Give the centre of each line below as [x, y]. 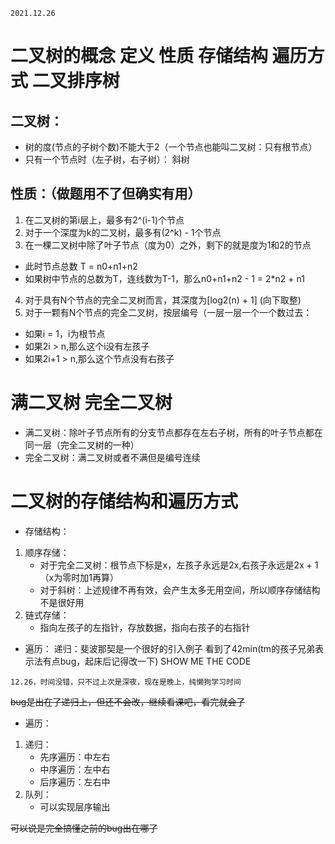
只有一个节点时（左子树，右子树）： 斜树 [107, 159]
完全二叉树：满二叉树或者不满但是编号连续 [112, 457]
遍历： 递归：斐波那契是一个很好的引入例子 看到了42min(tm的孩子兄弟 [170, 648]
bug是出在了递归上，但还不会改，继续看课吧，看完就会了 [128, 701]
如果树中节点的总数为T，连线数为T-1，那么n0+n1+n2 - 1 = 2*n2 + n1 [164, 278]
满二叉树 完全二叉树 [91, 403]
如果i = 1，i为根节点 [65, 333]
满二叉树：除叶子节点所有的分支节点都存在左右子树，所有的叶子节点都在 [173, 432]
